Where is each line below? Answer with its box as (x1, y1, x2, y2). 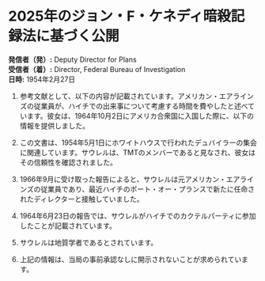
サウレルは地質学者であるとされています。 (19, 237, 158, 247)
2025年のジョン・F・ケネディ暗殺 (8, 7, 232, 25)
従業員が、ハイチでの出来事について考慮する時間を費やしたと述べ (33, 101, 248, 111)
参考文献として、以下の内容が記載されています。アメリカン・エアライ (19, 91, 248, 101)
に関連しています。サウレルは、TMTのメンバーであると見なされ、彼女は (19, 147, 256, 157)
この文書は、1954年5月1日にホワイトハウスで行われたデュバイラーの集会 (19, 138, 257, 147)
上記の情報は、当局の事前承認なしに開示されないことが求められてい (19, 254, 242, 264)
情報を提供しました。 (19, 120, 89, 131)
